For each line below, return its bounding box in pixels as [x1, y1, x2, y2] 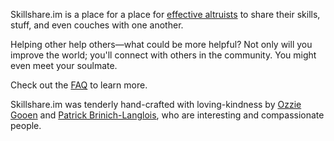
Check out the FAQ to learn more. [10, 79, 148, 91]
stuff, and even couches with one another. [10, 19, 184, 31]
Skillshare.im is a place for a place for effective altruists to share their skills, [10, 9, 321, 20]
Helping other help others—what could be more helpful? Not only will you [10, 39, 313, 50]
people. [10, 120, 42, 131]
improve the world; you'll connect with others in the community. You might [10, 49, 317, 61]
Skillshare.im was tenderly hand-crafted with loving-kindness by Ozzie [10, 99, 302, 110]
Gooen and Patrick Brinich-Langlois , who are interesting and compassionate [10, 109, 325, 121]
